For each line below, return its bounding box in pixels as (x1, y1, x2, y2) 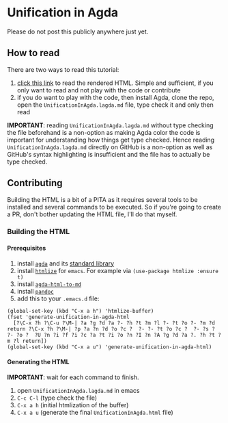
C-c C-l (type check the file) (16, 394, 98, 402)
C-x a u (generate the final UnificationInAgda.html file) (16, 408, 174, 416)
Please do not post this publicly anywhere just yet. (7, 27, 149, 36)
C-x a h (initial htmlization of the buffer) (16, 400, 129, 409)
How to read (7, 47, 60, 59)
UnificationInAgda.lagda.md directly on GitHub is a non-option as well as (7, 142, 213, 151)
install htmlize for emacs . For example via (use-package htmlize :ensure (16, 266, 218, 274)
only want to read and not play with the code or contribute (16, 86, 181, 94)
